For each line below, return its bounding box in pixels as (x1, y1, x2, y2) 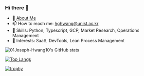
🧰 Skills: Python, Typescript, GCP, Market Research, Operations (12, 27, 140, 33)
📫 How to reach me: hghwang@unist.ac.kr (12, 21, 99, 26)
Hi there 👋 (5, 4, 29, 11)
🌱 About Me (12, 15, 36, 21)
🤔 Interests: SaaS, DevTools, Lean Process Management (12, 38, 125, 44)
